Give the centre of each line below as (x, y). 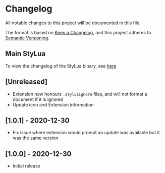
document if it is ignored (38, 99)
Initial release (26, 166)
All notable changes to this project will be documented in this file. (73, 23)
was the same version (35, 138)
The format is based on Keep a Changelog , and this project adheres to (78, 32)
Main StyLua (25, 54)
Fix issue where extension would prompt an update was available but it (86, 133)
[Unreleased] (26, 82)
